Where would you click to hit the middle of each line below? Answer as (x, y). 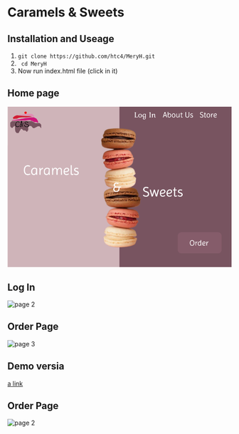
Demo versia (36, 367)
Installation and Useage (61, 39)
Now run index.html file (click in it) (68, 71)
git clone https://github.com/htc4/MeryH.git (86, 56)
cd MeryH (34, 64)
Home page (33, 93)
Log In (21, 287)
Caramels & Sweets (66, 12)
